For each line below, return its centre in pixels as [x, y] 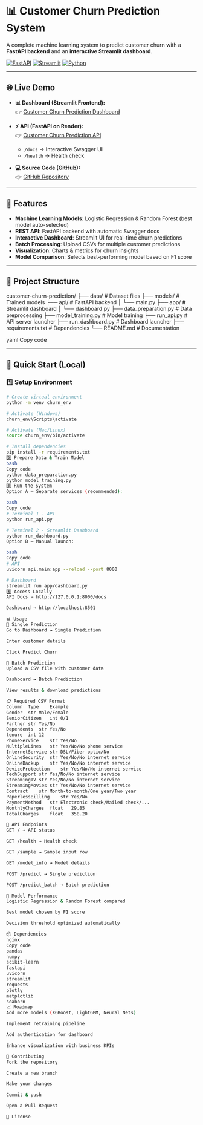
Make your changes [29, 1084]
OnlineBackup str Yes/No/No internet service [69, 763]
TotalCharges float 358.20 [47, 814]
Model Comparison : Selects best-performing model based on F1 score [103, 256]
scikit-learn [23, 962]
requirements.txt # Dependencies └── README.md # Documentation [93, 328]
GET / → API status [31, 830]
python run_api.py [29, 519]
